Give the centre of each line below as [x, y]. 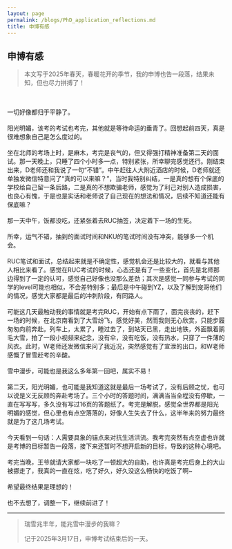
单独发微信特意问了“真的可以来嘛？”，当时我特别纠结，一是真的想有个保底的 [116, 179]
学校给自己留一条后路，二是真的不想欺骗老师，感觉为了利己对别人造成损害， [116, 187]
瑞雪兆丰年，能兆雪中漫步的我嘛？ [72, 524]
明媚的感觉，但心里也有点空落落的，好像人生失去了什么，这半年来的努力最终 [116, 413]
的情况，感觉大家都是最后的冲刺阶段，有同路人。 [77, 296]
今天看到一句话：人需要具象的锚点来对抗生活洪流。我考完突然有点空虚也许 [113, 438]
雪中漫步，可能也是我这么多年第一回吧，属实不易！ [80, 371]
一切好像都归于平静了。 [40, 112]
